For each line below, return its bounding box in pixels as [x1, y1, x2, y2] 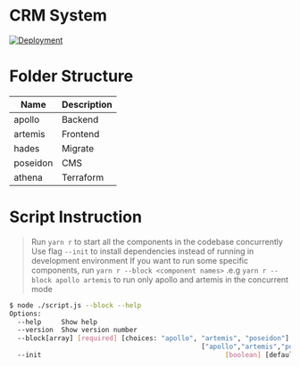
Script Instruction [9, 207, 143, 227]
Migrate [61, 142, 95, 154]
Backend [61, 113, 99, 126]
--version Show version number [17, 326, 138, 335]
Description [61, 98, 113, 110]
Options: [9, 309, 42, 318]
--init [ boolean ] [17, 351, 262, 360]
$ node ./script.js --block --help [9, 300, 142, 310]
